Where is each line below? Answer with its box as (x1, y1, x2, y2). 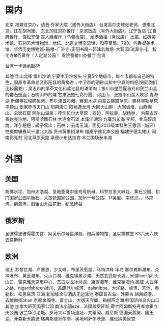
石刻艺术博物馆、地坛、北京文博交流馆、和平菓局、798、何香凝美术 (18, 40, 155, 46)
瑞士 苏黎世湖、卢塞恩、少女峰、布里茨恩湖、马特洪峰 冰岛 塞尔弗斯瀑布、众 (5, 266, 160, 272)
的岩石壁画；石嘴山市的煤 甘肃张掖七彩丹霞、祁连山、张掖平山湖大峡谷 (5, 91, 148, 97)
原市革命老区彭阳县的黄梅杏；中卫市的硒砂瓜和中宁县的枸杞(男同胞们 (18, 79, 158, 85)
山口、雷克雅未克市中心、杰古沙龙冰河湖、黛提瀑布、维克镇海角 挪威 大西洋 (5, 278, 158, 285)
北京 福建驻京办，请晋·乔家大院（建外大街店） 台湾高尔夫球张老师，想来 (5, 22, 151, 27)
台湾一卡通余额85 (5, 62, 41, 69)
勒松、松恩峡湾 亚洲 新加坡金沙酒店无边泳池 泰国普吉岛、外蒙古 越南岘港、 (5, 291, 156, 297)
